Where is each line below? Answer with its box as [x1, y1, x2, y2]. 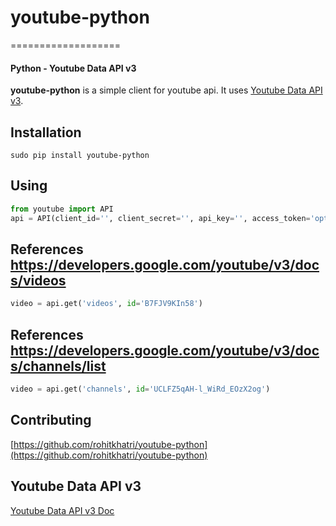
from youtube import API [10, 204, 114, 214]
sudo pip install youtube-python [10, 150, 150, 160]
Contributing [10, 412, 92, 429]
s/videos [10, 272, 67, 289]
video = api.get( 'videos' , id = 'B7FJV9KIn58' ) [10, 299, 203, 309]
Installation [10, 124, 82, 141]
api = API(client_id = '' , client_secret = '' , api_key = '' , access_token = [10, 213, 311, 223]
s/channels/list [10, 357, 107, 375]
